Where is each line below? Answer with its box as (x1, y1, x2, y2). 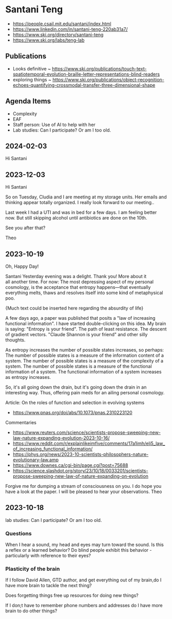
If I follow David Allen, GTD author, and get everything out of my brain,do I (5, 577, 162, 583)
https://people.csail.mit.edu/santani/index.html (12, 21, 111, 27)
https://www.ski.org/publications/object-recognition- (52, 76, 164, 83)
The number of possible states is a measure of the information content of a (5, 352, 164, 358)
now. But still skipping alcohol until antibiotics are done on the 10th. (5, 215, 147, 221)
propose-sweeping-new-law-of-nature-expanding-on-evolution (12, 473, 149, 479)
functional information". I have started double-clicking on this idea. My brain (5, 320, 166, 326)
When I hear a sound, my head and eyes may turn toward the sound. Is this (5, 541, 164, 548)
